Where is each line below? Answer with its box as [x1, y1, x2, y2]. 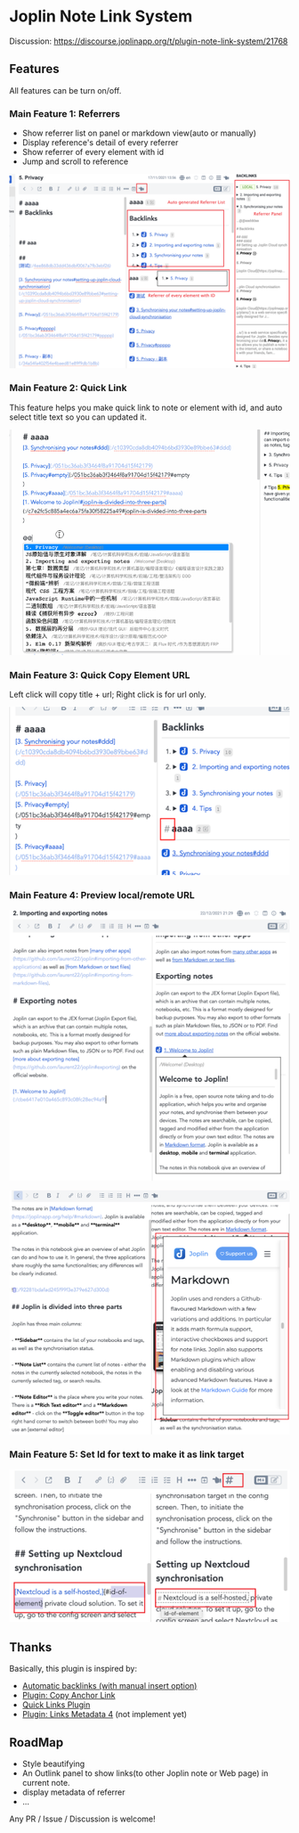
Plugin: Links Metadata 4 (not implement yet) [21, 1709, 188, 1720]
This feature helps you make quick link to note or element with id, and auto [9, 402, 283, 413]
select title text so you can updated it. [9, 412, 147, 422]
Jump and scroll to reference [21, 156, 129, 167]
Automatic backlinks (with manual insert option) [21, 1681, 198, 1691]
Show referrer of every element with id [21, 147, 165, 158]
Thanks [9, 1640, 53, 1655]
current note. [21, 1777, 70, 1788]
